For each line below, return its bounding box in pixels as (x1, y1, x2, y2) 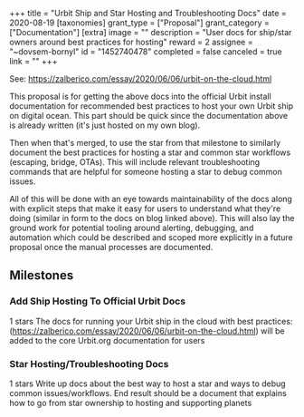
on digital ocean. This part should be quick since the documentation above (9, 111, 289, 121)
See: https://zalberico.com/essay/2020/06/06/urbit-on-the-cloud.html (9, 73, 272, 84)
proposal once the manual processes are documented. (9, 242, 214, 252)
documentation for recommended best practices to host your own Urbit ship (9, 101, 294, 112)
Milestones (9, 267, 74, 284)
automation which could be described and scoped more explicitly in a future (9, 232, 293, 243)
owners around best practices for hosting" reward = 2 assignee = (9, 36, 253, 47)
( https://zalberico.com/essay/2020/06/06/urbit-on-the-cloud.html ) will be (9, 325, 285, 336)
